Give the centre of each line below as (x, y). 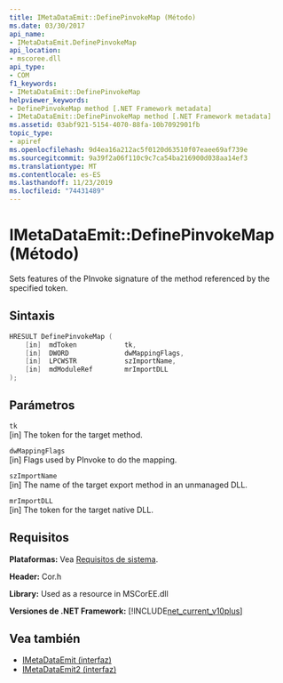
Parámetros (42, 406)
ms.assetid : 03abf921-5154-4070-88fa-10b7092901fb (105, 125)
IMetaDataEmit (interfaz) (67, 660)
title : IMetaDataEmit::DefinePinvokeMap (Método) (103, 17)
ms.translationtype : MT (53, 166)
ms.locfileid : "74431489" (57, 191)
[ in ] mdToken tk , (81, 345)
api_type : (28, 68)
